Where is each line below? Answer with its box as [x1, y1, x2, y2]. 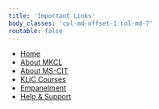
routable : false [8, 27, 63, 35]
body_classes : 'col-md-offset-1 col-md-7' [8, 19, 153, 27]
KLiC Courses [19, 74, 66, 85]
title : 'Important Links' [8, 11, 95, 20]
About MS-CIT [19, 66, 69, 76]
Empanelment [19, 83, 67, 93]
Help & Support [19, 92, 72, 102]
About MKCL [19, 57, 63, 67]
